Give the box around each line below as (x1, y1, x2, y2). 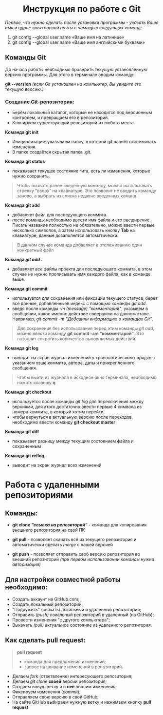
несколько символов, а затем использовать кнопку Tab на (12, 228, 135, 233)
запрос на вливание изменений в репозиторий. (24, 664, 123, 670)
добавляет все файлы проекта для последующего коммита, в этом (12, 266, 152, 272)
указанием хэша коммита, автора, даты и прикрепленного (12, 360, 135, 366)
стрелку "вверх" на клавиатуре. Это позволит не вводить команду (17, 188, 157, 193)
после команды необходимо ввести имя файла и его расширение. (12, 217, 151, 223)
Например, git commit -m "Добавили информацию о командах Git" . (12, 316, 153, 322)
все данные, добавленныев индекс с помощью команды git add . (12, 301, 147, 307)
